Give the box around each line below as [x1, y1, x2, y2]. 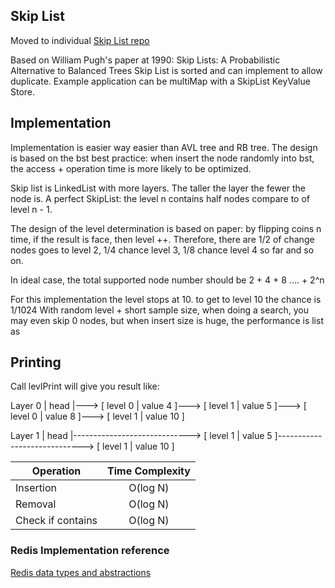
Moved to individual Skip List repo [10, 34, 150, 46]
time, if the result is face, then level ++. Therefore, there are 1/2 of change [10, 233, 315, 245]
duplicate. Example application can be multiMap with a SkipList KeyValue [10, 75, 311, 87]
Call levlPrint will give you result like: [10, 380, 160, 393]
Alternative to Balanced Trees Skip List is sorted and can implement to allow [10, 64, 323, 76]
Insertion [15, 481, 57, 495]
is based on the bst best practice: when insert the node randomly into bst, [10, 152, 315, 164]
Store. [10, 85, 36, 98]
